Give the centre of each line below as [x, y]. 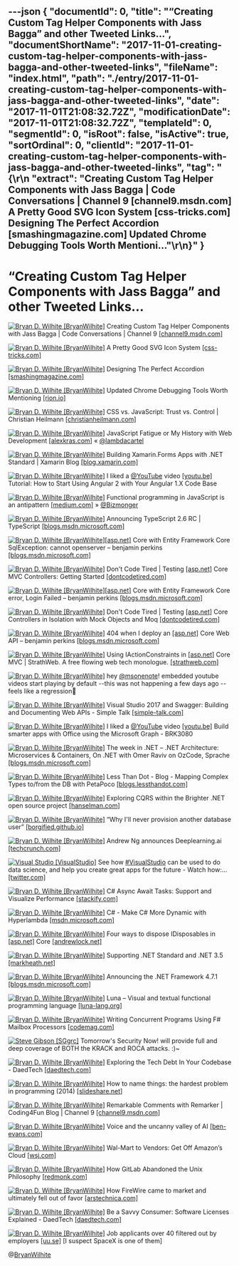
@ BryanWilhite [30, 1255]
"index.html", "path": [57, 79]
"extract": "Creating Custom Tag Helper [122, 179]
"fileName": [191, 67]
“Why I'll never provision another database [169, 820]
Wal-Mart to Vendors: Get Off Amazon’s [164, 1148]
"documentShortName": [64, 45]
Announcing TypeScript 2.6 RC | [154, 519]
